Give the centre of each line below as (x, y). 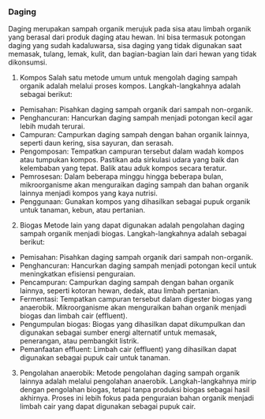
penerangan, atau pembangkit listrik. (79, 341)
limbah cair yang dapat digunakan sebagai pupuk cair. (107, 406)
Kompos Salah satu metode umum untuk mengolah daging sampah (129, 78)
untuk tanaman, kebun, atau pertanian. (82, 210)
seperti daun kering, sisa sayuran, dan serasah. (96, 143)
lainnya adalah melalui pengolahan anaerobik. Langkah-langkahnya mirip (138, 381)
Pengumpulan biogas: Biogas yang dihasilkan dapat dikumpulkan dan (132, 324)
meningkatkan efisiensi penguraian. (77, 274)
